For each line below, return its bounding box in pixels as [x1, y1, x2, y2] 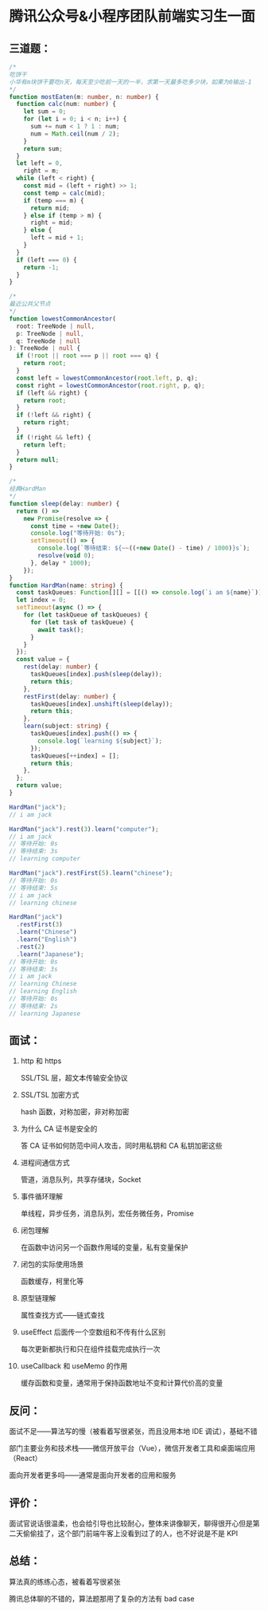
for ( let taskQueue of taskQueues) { [23, 611, 149, 619]
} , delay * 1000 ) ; [29, 559, 91, 567]
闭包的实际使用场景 [20, 1259, 84, 1269]
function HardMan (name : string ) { [9, 581, 124, 589]
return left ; [23, 440, 67, 449]
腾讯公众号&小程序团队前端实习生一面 [9, 7, 255, 26]
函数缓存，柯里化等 [20, 1277, 84, 1286]
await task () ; [37, 625, 84, 634]
